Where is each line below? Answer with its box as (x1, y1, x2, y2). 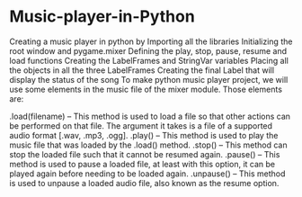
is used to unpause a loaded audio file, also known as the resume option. (9, 177, 280, 188)
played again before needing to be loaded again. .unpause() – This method (9, 168, 286, 179)
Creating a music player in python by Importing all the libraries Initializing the (9, 36, 293, 47)
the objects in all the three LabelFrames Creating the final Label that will (9, 65, 275, 76)
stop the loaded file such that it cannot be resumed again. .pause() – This (9, 148, 280, 159)
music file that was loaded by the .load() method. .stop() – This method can (9, 139, 288, 150)
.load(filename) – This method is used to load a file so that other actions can (9, 111, 290, 121)
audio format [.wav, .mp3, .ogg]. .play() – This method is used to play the (9, 130, 279, 140)
